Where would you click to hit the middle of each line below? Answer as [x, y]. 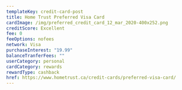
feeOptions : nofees [30, 39]
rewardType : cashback [33, 72]
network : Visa [24, 45]
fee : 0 [14, 34]
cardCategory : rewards [34, 67]
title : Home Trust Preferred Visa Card [55, 17]
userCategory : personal [36, 61]
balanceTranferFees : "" [36, 56]
